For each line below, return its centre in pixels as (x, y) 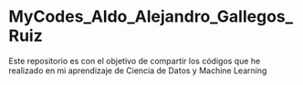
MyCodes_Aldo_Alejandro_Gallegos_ (151, 17)
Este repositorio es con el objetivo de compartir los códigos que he (135, 61)
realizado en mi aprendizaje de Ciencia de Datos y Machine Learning (138, 71)
